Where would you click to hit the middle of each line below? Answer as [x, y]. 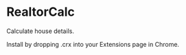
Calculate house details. [40, 31]
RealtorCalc [40, 12]
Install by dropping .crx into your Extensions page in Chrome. [93, 44]
